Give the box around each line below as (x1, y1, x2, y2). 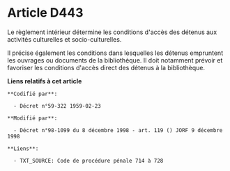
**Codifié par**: (7, 90, 58, 97)
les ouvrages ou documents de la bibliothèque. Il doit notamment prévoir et (7, 56, 223, 64)
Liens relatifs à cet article (7, 76, 82, 85)
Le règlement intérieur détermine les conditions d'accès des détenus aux (7, 28, 217, 36)
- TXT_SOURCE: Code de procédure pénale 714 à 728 (13, 157, 164, 164)
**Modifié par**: (7, 115, 58, 122)
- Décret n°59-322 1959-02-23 (13, 102, 101, 109)
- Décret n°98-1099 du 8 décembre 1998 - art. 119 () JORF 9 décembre (13, 127, 223, 133)
